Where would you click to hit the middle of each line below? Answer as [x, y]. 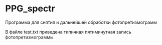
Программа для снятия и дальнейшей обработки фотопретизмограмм [81, 22]
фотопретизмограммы [29, 37]
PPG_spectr [30, 9]
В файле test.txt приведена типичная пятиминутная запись [68, 32]
